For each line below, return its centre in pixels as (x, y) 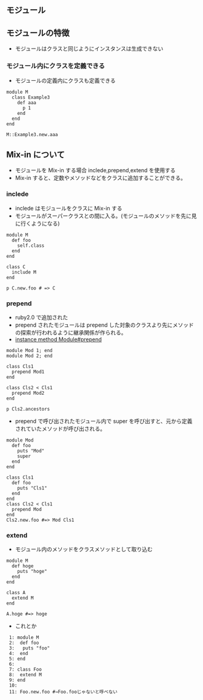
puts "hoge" (32, 572)
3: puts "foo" (29, 648)
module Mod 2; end (29, 356)
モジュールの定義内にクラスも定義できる (65, 80)
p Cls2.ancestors (28, 409)
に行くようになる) (37, 223)
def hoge (23, 566)
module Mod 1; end (29, 350)
